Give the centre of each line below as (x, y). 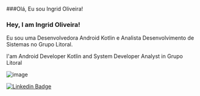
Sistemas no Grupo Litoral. (40, 45)
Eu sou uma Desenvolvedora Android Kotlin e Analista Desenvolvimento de (100, 38)
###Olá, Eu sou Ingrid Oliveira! (45, 9)
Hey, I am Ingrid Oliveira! (43, 24)
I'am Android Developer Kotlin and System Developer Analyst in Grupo (95, 56)
